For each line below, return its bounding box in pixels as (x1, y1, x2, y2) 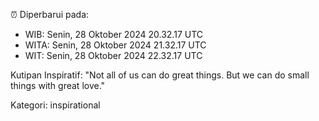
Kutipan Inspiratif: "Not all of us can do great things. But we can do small (10, 69, 310, 81)
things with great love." (10, 80, 106, 91)
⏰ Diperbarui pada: (10, 9, 90, 20)
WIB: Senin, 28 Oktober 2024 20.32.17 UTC (24, 29, 204, 40)
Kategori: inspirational (10, 99, 101, 111)
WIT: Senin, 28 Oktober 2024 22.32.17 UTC (24, 50, 203, 61)
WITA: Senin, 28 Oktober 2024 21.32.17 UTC (24, 39, 207, 51)
